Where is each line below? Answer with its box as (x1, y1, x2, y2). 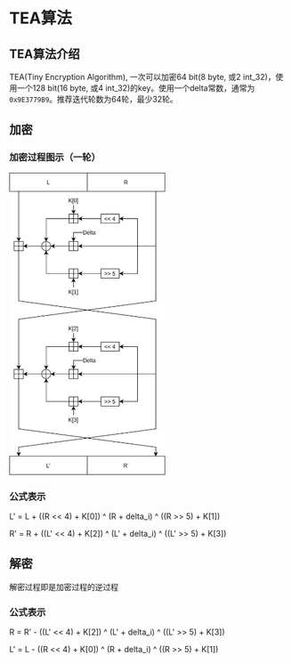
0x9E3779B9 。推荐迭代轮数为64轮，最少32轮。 (9, 94, 178, 104)
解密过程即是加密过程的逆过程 (9, 581, 118, 592)
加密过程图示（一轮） (9, 151, 101, 164)
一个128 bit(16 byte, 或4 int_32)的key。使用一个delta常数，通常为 (16, 83, 255, 93)
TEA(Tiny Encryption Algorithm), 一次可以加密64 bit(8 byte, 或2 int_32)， (9, 72, 276, 82)
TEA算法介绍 (9, 46, 80, 61)
